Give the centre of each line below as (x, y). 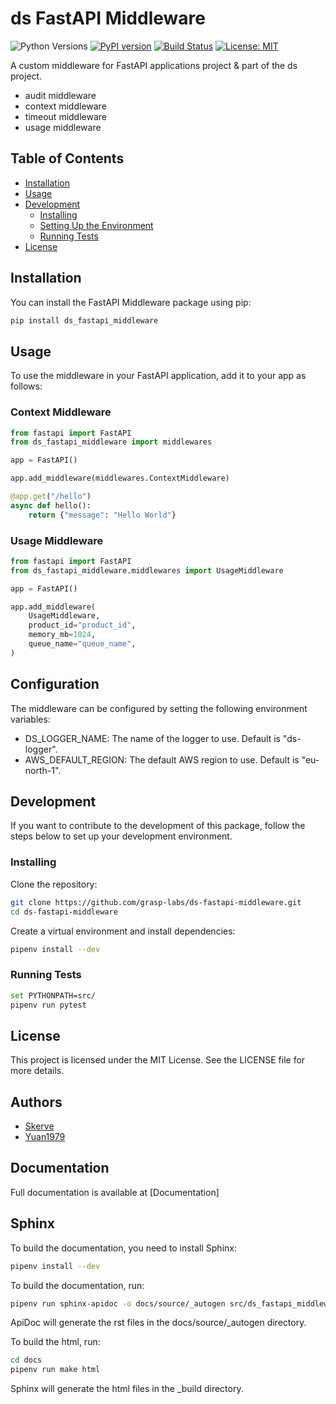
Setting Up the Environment (96, 225)
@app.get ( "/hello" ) (51, 497)
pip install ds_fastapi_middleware (84, 320)
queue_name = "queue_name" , (82, 644)
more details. (37, 1071)
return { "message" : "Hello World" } (102, 515)
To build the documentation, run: (77, 1285)
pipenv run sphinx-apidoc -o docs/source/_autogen (118, 1303)
